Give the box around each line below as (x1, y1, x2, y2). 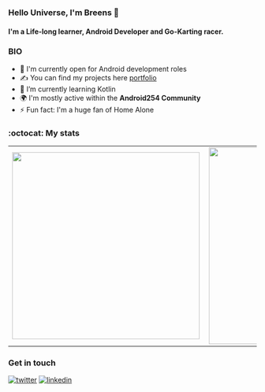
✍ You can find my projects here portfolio (19, 72, 157, 82)
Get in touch (8, 357, 57, 368)
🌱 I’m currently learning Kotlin (19, 84, 116, 94)
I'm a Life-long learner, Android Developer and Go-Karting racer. (8, 27, 224, 36)
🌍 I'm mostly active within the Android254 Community (19, 93, 201, 102)
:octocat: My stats (8, 128, 80, 139)
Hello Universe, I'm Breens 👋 (8, 7, 120, 18)
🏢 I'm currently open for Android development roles (19, 64, 187, 73)
